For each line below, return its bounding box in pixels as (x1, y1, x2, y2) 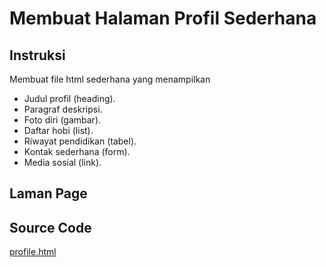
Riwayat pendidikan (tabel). (23, 135, 137, 147)
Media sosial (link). (23, 157, 102, 168)
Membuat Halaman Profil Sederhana (9, 7, 317, 30)
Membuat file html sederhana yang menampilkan (9, 73, 211, 85)
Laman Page (9, 185, 88, 202)
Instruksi (9, 47, 66, 64)
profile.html (9, 246, 57, 258)
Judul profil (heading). (23, 93, 116, 104)
